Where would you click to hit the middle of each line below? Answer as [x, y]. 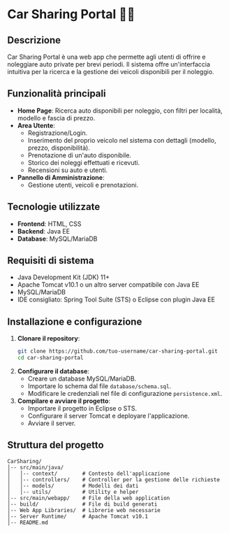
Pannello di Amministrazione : [61, 177]
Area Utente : [36, 125]
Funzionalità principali [57, 94]
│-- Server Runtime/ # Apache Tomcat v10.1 [78, 516]
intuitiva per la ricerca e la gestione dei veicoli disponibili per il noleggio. [111, 72]
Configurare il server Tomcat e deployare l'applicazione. [109, 416]
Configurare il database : [53, 371]
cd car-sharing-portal [50, 358]
